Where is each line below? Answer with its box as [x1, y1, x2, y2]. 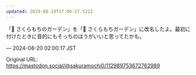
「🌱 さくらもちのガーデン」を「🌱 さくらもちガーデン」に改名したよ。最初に [6, 25, 191, 32]
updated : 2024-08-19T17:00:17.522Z [6, 8, 93, 15]
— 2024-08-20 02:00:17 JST [6, 45, 76, 52]
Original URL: [6, 56, 38, 63]
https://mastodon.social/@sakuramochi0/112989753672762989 [6, 62, 160, 69]
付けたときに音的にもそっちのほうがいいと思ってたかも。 [6, 33, 145, 40]
